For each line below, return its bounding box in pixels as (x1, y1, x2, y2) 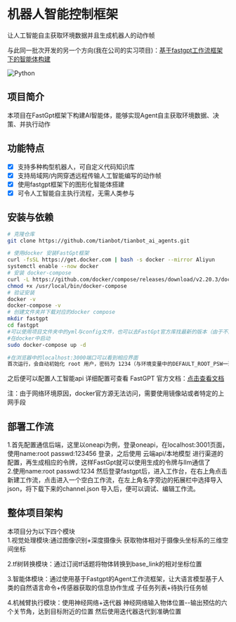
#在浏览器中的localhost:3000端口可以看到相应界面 (7, 354, 138, 361)
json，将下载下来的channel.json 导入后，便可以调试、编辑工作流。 (7, 485, 200, 493)
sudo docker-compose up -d (7, 341, 86, 348)
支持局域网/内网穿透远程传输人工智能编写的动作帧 (17, 171, 162, 179)
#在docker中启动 (7, 335, 51, 342)
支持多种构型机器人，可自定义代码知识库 (17, 163, 135, 171)
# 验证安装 (7, 289, 35, 296)
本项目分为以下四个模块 (7, 527, 75, 535)
